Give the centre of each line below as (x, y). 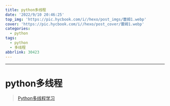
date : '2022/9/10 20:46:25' (35, 15)
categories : (18, 29)
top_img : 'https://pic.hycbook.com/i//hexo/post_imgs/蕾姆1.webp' (76, 19)
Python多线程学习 (36, 98)
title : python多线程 (26, 10)
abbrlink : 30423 (22, 52)
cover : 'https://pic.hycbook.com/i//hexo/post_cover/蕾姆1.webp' (75, 24)
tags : (11, 38)
